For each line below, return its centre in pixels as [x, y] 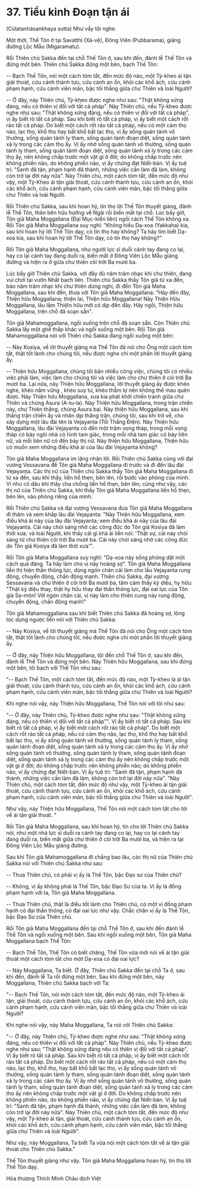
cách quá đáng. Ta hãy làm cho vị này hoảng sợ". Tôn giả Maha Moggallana [99, 564]
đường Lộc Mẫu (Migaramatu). [43, 46]
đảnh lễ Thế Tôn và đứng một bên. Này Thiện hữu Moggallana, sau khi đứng [99, 661]
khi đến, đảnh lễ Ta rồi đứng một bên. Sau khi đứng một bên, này [85, 976]
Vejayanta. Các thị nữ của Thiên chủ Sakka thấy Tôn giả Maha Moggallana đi [100, 471]
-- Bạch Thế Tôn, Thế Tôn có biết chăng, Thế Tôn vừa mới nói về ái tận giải [98, 952]
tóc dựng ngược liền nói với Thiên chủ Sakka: [61, 619]
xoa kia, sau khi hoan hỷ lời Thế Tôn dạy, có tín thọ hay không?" [84, 238]
